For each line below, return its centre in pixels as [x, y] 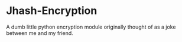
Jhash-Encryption [52, 11]
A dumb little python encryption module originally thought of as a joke [91, 27]
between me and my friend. [40, 33]
